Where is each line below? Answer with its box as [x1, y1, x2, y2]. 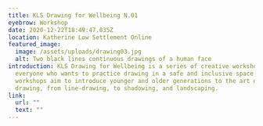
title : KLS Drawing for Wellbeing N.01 [8, 11, 139, 20]
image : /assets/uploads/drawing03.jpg [15, 48, 142, 56]
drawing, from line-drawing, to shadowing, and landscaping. [15, 84, 219, 92]
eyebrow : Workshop [8, 19, 68, 27]
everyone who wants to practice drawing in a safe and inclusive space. [15, 70, 258, 77]
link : [8, 92, 26, 99]
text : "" [15, 106, 44, 114]
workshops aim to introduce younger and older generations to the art [15, 77, 250, 85]
